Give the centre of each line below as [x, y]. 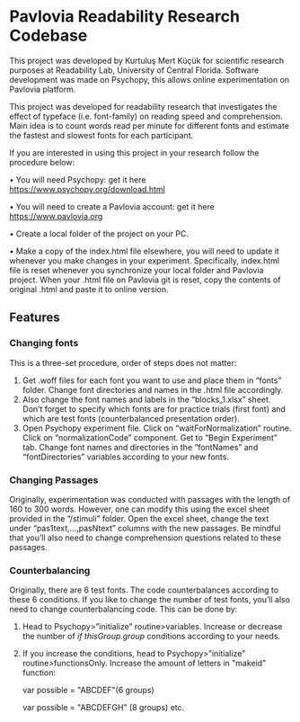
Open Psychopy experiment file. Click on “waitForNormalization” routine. [157, 428]
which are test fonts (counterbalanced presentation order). [131, 418]
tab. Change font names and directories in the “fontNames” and [140, 447]
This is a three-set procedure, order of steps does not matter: [123, 362]
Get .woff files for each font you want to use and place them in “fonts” [152, 380]
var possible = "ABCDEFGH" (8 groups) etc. [103, 708]
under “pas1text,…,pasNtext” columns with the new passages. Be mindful [145, 528]
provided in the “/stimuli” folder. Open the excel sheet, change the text [139, 518]
